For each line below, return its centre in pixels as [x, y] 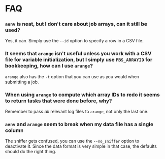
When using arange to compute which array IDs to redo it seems [82, 95]
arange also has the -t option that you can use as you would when [72, 76]
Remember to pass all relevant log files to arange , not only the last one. [77, 112]
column [14, 130]
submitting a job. [22, 82]
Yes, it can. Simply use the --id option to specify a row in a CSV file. [74, 41]
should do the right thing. [31, 152]
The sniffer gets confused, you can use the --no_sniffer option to [72, 141]
